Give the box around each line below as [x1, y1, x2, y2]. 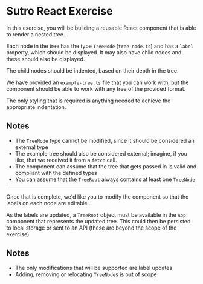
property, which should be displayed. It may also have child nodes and [6, 48, 182, 56]
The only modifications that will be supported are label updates [14, 264, 173, 271]
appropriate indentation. [6, 103, 66, 110]
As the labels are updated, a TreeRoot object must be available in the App [6, 211, 186, 219]
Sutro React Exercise [6, 4, 113, 18]
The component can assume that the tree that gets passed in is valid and [14, 162, 197, 170]
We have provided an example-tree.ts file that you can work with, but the [6, 79, 189, 86]
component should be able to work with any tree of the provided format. [6, 85, 186, 92]
